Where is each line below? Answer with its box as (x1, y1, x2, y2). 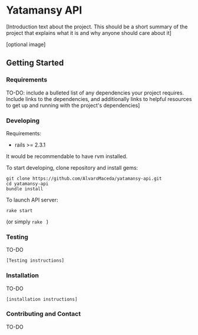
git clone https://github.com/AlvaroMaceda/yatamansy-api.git (6, 175, 162, 181)
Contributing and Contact (6, 310, 81, 318)
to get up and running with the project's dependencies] (6, 102, 140, 109)
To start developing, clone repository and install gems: (6, 164, 138, 171)
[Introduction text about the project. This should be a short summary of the (6, 23, 188, 30)
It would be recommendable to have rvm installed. (6, 152, 128, 160)
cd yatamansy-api (6, 181, 49, 187)
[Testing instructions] (6, 258, 65, 264)
